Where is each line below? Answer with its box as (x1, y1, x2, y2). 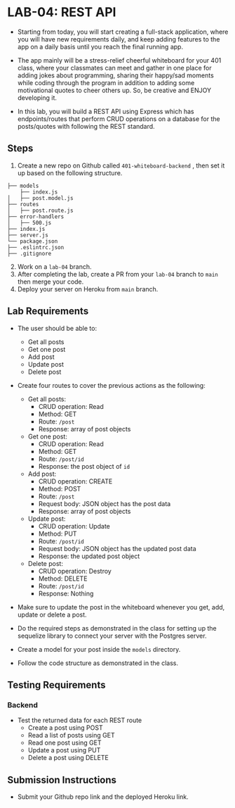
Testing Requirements (7, 678, 106, 690)
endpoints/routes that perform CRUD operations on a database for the (17, 114, 220, 123)
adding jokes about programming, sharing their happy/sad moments (17, 71, 214, 80)
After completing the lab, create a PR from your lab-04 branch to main (17, 270, 219, 278)
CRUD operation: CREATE (38, 476, 113, 486)
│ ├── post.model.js (7, 194, 74, 201)
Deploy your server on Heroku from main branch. (17, 284, 159, 293)
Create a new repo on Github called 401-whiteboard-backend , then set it (17, 161, 225, 170)
